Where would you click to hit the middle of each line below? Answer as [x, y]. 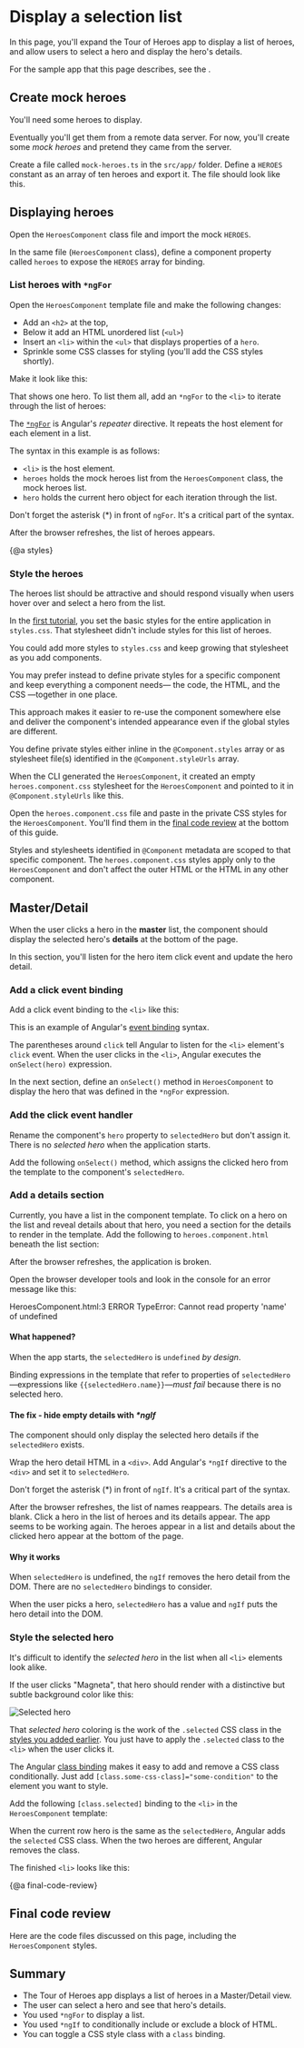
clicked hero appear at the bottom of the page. [97, 1536]
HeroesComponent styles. [54, 1945]
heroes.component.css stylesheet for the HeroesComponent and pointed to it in [152, 786]
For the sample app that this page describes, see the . [110, 69]
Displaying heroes [62, 212]
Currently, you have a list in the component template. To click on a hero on [148, 1215]
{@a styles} [31, 550]
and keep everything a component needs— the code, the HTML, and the [145, 685]
